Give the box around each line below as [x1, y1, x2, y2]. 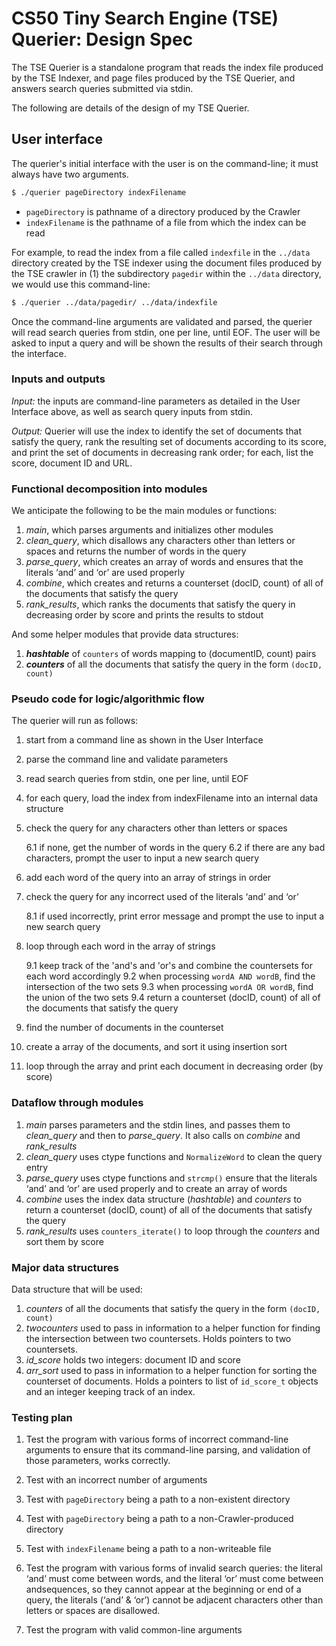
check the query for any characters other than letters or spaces [25, 822, 288, 834]
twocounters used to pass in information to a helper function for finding [25, 1322, 321, 1334]
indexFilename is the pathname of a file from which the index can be [25, 216, 307, 228]
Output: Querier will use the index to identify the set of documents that [11, 425, 302, 437]
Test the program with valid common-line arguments [25, 1624, 243, 1636]
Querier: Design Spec [11, 28, 194, 51]
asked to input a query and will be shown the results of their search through [11, 337, 324, 349]
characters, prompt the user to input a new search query [25, 852, 260, 864]
